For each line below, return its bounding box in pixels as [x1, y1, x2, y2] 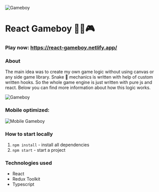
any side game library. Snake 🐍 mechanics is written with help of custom [5, 74, 154, 80]
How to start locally [5, 130, 53, 137]
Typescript [12, 182, 35, 188]
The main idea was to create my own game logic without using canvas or [5, 69, 155, 75]
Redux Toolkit [12, 176, 41, 182]
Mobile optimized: [5, 107, 50, 114]
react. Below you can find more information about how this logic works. [5, 85, 151, 91]
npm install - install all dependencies [12, 142, 90, 148]
